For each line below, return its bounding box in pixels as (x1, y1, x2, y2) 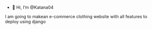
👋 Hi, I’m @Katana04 (12, 5, 54, 10)
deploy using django (5, 19, 46, 24)
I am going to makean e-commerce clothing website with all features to (5, 14, 147, 19)
